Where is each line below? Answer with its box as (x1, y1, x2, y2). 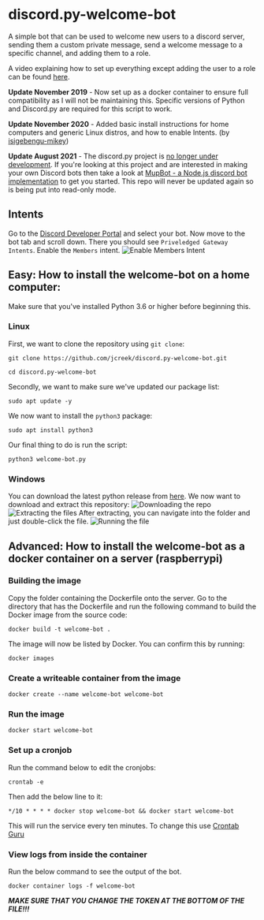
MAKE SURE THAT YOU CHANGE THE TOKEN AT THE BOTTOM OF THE (8, 896, 245, 906)
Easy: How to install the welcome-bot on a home (8, 268, 250, 281)
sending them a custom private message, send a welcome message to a (8, 39, 243, 49)
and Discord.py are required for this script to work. (8, 104, 173, 114)
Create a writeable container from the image (8, 672, 181, 683)
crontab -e (8, 778, 44, 786)
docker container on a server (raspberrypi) (8, 552, 223, 565)
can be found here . (8, 72, 70, 81)
